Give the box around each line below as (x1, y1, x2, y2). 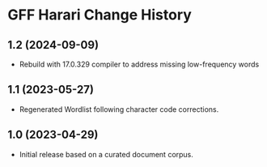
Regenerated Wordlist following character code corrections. (19, 104, 219, 114)
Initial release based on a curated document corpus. (19, 149, 193, 159)
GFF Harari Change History (7, 6, 192, 24)
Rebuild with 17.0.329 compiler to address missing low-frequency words (19, 59, 260, 69)
